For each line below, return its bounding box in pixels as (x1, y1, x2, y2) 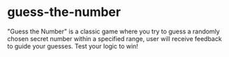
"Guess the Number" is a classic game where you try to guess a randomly (7, 27, 220, 35)
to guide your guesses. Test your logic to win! (7, 42, 138, 50)
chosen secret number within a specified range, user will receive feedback (7, 34, 222, 42)
